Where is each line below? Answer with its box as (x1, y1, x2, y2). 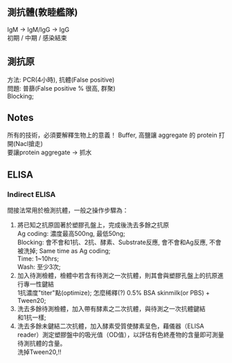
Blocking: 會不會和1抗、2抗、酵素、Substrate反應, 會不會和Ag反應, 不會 (17, 238, 222, 247)
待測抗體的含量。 (17, 339, 66, 348)
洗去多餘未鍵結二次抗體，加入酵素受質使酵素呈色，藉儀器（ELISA (17, 322, 204, 331)
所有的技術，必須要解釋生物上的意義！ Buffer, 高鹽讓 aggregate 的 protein (7, 131, 217, 140)
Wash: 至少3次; (17, 263, 61, 271)
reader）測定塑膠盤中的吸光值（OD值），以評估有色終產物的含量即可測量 (17, 331, 224, 339)
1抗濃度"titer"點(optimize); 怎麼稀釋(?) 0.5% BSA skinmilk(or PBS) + (17, 289, 210, 297)
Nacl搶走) (15, 140, 44, 148)
